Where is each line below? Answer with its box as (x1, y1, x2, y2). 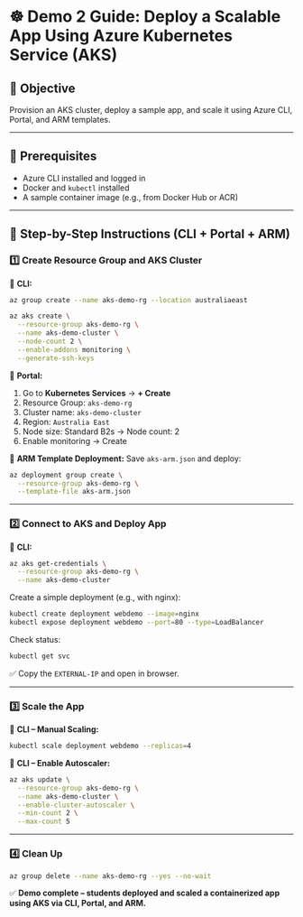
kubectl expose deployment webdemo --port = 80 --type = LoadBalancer (9, 618, 264, 627)
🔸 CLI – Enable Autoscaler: (9, 757, 111, 768)
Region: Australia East (22, 416, 110, 427)
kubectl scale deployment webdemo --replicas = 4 (9, 742, 192, 751)
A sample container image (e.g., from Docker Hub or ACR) (22, 191, 239, 202)
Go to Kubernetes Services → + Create (22, 387, 171, 398)
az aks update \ (9, 774, 70, 784)
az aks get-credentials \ (9, 559, 106, 568)
